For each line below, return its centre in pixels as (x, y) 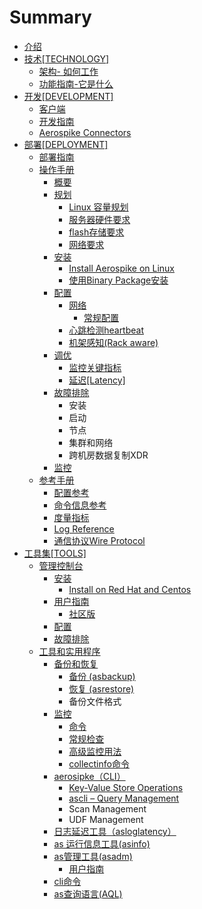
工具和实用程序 (69, 651)
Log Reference (84, 528)
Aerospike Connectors (85, 132)
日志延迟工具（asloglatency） (115, 831)
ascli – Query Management (124, 798)
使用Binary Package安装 (118, 280)
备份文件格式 (95, 701)
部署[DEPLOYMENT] (66, 144)
